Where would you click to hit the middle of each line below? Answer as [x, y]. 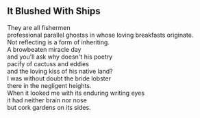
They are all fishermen [39, 27]
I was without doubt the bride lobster [59, 78]
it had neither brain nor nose [47, 100]
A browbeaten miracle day [44, 49]
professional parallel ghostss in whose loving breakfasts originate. [100, 35]
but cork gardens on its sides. [49, 107]
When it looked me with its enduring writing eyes [76, 93]
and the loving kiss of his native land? [60, 71]
